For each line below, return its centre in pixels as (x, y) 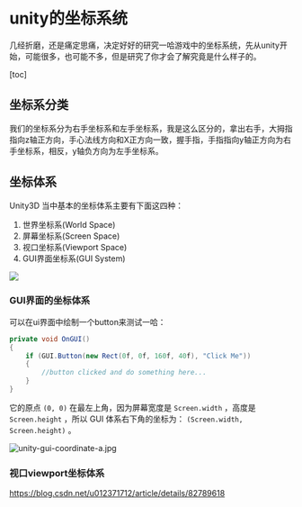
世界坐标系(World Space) (69, 224)
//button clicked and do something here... (124, 373)
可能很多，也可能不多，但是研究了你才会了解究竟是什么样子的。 (143, 56)
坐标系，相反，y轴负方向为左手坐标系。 (90, 150)
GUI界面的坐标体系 (50, 301)
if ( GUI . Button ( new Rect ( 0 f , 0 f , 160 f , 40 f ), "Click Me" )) (138, 356)
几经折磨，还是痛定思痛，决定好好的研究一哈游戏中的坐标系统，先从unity (145, 45)
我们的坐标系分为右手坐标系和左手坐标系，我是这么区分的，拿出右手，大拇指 (151, 128)
